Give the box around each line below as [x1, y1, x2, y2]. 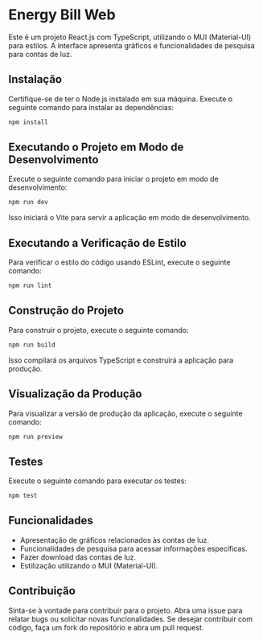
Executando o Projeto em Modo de [8, 141, 184, 154]
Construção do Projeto [8, 304, 125, 318]
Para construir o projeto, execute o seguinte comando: [8, 325, 189, 334]
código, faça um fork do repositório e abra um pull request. [8, 622, 204, 632]
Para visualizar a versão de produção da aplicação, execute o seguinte [8, 408, 243, 418]
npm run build [8, 340, 56, 349]
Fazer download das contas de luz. [19, 552, 137, 562]
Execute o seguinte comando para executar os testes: [8, 476, 187, 486]
